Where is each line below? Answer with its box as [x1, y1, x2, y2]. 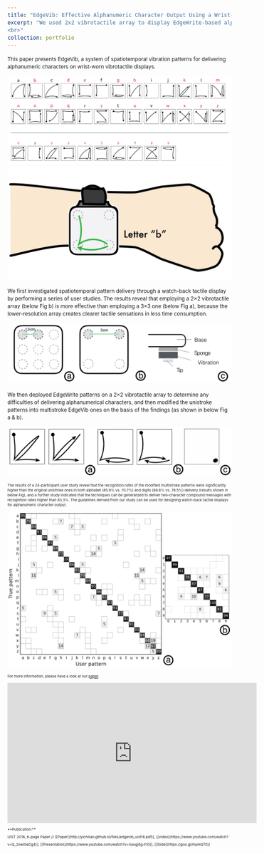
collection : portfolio [7, 34, 75, 41]
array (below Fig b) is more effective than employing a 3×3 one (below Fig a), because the [7, 303, 228, 310]
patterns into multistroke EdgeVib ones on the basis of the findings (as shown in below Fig [7, 407, 228, 414]
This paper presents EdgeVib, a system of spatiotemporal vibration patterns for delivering [7, 56, 226, 63]
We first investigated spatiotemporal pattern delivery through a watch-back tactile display [7, 287, 226, 295]
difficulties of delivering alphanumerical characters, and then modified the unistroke [7, 399, 212, 406]
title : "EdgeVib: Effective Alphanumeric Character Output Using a [7, 11, 212, 19]
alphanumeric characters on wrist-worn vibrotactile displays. [7, 63, 156, 71]
